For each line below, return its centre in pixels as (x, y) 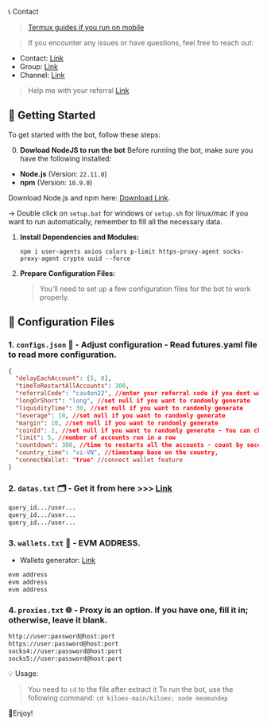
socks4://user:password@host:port (66, 651)
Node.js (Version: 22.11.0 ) (63, 173)
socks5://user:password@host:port (66, 658)
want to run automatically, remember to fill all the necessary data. (115, 221)
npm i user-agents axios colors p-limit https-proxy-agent (120, 251)
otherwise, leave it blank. (58, 619)
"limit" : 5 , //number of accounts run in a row (96, 438)
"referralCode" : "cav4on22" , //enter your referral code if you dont (133, 394)
